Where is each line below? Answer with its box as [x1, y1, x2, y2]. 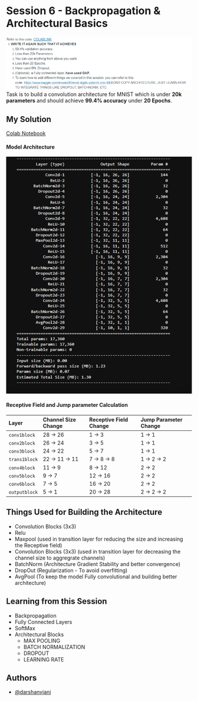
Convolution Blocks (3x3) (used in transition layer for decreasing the [14, 548, 181, 555]
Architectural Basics [6, 17, 108, 30]
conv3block [8, 449, 35, 455]
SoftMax [14, 624, 35, 631]
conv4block [8, 465, 35, 471]
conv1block [8, 432, 35, 438]
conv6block [8, 482, 35, 488]
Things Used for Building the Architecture [6, 507, 163, 517]
